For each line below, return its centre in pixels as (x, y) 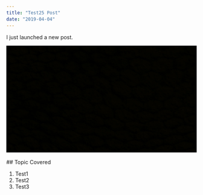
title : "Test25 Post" (34, 13)
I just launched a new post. (40, 37)
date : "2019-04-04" (31, 19)
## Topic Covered (29, 162)
